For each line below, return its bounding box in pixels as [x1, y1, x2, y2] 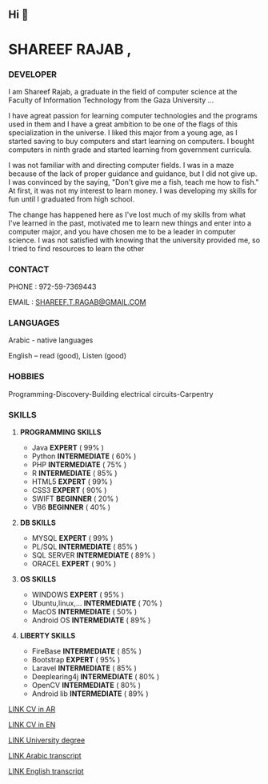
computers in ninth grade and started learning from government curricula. [8, 145, 252, 154]
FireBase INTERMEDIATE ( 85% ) [31, 646, 142, 656]
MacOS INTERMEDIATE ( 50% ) [31, 607, 138, 617]
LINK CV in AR [8, 705, 56, 714]
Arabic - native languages [8, 335, 94, 345]
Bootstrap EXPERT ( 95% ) [31, 655, 121, 665]
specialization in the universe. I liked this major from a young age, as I [8, 127, 238, 137]
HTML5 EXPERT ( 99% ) [31, 477, 113, 486]
